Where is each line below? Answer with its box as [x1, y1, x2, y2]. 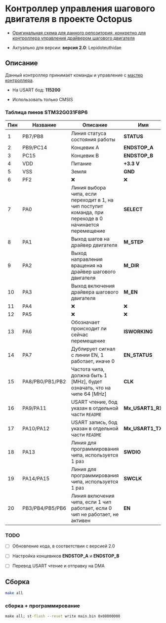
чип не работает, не [71, 511, 119, 518]
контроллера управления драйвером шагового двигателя [12, 35, 135, 41]
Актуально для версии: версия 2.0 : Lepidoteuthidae [12, 44, 122, 50]
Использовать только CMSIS [12, 96, 73, 102]
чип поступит [71, 203, 103, 210]
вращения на [71, 262, 103, 269]
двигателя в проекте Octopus [5, 13, 132, 25]
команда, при [71, 209, 104, 216]
